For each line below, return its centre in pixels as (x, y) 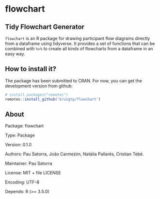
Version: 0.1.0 (18, 145)
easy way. (15, 54)
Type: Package (20, 135)
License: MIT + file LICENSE (33, 173)
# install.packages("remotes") (37, 95)
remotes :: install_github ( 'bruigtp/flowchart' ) (53, 99)
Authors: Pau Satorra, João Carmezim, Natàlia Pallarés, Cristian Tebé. (74, 154)
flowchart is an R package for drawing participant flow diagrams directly (78, 38)
